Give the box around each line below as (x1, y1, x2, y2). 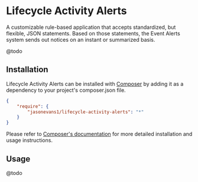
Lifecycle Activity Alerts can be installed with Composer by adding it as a (6, 80, 184, 87)
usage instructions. (6, 137, 53, 144)
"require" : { (17, 103, 49, 110)
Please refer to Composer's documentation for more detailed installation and (6, 131, 193, 138)
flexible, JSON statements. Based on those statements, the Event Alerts (6, 29, 180, 37)
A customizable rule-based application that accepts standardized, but (6, 24, 176, 31)
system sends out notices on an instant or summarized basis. (6, 36, 155, 43)
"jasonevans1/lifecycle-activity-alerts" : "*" (27, 109, 144, 115)
